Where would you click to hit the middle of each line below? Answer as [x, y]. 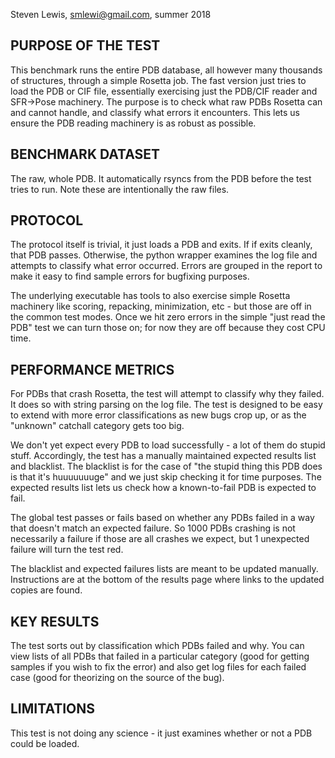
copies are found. [46, 590]
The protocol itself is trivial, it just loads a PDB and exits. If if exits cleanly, [161, 245]
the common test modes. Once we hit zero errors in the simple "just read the [168, 317]
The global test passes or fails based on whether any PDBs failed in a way [162, 518]
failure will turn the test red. [67, 550]
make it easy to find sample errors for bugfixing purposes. [130, 276]
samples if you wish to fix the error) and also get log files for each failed [158, 667]
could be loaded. [45, 743]
